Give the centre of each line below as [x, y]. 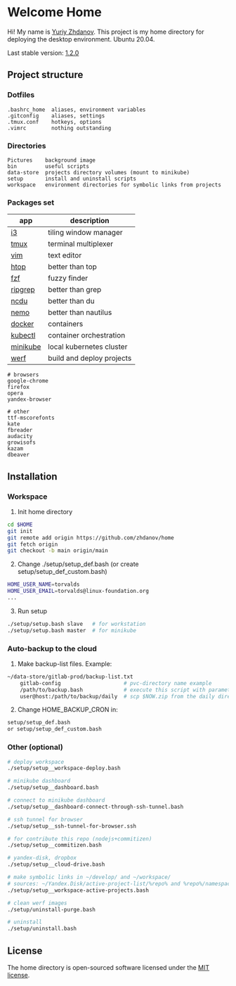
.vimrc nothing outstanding [59, 128]
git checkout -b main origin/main [58, 551]
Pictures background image [52, 160]
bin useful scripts [48, 166]
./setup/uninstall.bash [42, 929]
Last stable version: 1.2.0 [43, 53]
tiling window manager [85, 233]
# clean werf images [38, 903]
